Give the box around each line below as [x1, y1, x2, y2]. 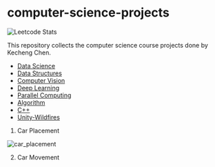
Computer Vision [17, 76, 65, 84]
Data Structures [17, 69, 62, 77]
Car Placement [17, 126, 60, 135]
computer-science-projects [7, 5, 170, 21]
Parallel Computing [17, 91, 72, 99]
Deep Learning [17, 83, 60, 92]
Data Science [17, 61, 56, 70]
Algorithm [17, 98, 45, 106]
